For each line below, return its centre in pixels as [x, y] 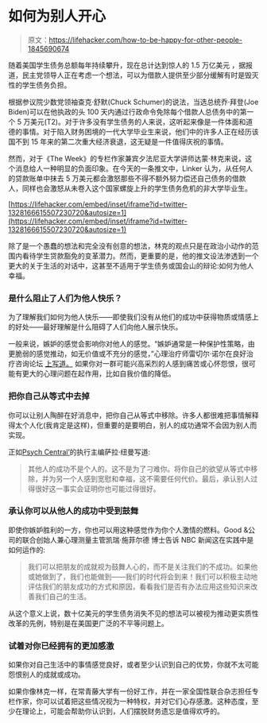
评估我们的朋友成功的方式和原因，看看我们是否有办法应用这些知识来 [139, 586]
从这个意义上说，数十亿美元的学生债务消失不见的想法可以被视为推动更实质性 [133, 613]
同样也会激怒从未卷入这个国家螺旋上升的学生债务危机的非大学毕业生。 [137, 188]
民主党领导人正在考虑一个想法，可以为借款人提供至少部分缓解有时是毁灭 [140, 75]
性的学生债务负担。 [40, 85]
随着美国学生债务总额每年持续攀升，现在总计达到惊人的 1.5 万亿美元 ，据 [127, 65]
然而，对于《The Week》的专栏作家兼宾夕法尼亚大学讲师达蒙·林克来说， [127, 158]
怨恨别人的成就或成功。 [46, 675]
